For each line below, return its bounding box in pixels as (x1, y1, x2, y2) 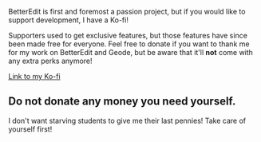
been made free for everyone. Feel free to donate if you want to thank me (8, 39, 250, 49)
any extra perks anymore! (8, 56, 93, 65)
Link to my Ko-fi (8, 72, 61, 81)
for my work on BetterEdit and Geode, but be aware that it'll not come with (8, 48, 254, 57)
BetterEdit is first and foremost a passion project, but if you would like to (8, 7, 246, 16)
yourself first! (8, 124, 53, 134)
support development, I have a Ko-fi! (8, 15, 129, 25)
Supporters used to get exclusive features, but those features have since (8, 31, 247, 40)
